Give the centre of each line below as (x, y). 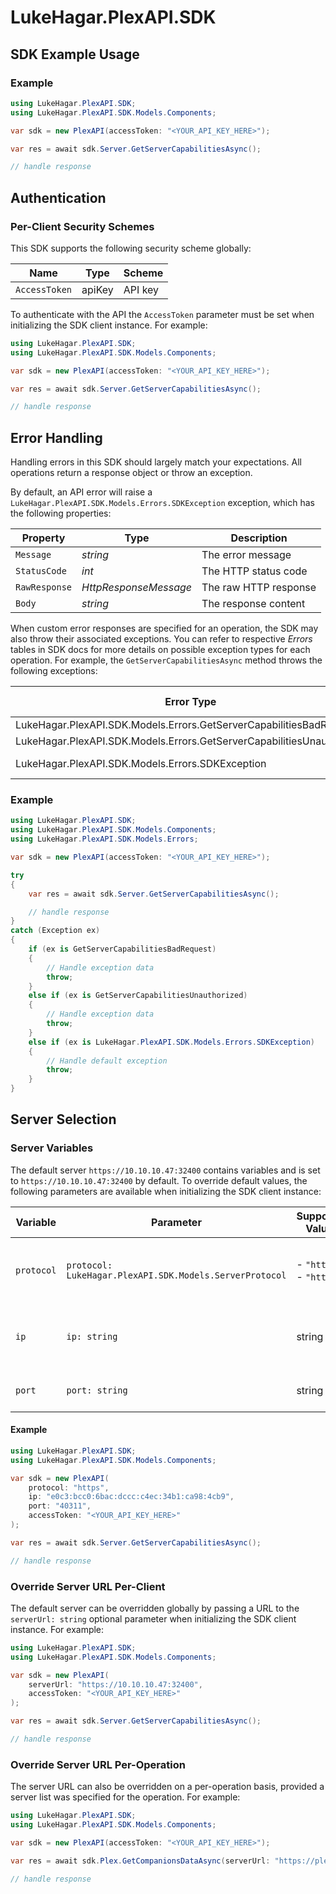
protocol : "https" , (69, 1487)
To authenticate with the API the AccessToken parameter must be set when (162, 314)
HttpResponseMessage (137, 588)
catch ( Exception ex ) (55, 931)
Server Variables (52, 1148)
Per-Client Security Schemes (82, 226)
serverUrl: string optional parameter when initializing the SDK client (153, 1618)
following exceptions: (54, 671)
